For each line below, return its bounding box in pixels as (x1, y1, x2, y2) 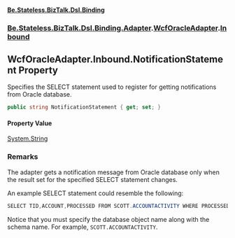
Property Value (7, 119, 52, 127)
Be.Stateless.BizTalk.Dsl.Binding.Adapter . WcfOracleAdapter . (7, 23, 220, 33)
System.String (7, 134, 48, 143)
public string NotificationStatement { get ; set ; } (7, 104, 161, 111)
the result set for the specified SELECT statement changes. (7, 175, 178, 183)
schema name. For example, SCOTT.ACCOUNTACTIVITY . (7, 223, 158, 231)
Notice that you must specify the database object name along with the (7, 215, 210, 223)
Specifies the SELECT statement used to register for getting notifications (7, 83, 217, 91)
